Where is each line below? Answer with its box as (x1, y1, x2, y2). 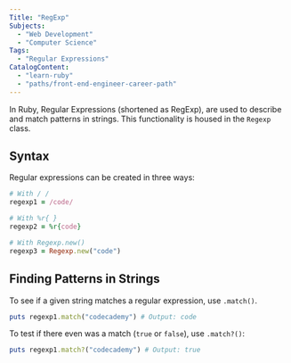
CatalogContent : (9, 63, 69, 72)
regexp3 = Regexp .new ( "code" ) (9, 246, 122, 255)
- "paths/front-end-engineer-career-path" (17, 79, 177, 88)
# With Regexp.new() (9, 238, 86, 247)
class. (9, 122, 31, 134)
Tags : (9, 46, 29, 55)
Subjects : (9, 21, 46, 30)
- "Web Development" (17, 29, 93, 38)
